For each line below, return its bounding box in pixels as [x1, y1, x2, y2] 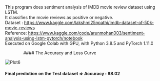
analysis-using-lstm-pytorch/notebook [5, 35, 83, 41]
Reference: [5, 30, 27, 36]
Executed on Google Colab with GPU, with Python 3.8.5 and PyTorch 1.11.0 [5, 40, 154, 46]
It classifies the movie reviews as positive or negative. [5, 15, 114, 20]
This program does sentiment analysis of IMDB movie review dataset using [5, 4, 156, 10]
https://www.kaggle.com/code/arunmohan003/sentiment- [28, 30, 145, 36]
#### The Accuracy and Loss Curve [23, 50, 97, 56]
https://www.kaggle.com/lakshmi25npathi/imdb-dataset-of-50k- [24, 20, 154, 25]
